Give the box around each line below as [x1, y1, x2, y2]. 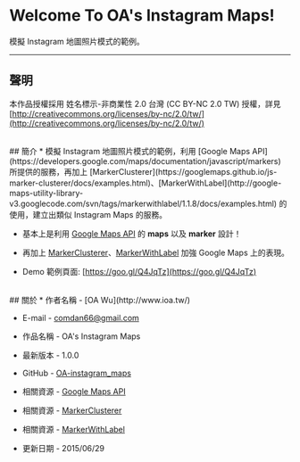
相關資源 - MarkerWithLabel [21, 424, 125, 434]
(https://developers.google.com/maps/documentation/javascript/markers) [9, 155, 281, 166]
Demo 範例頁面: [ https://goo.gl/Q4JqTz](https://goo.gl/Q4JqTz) [21, 266, 257, 276]
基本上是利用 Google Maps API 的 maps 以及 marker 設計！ [21, 228, 242, 239]
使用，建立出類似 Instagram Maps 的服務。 [9, 209, 168, 219]
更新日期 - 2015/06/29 [21, 442, 105, 453]
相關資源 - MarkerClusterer [21, 405, 122, 416]
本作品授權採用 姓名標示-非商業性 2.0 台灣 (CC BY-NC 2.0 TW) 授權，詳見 [9, 98, 281, 109]
